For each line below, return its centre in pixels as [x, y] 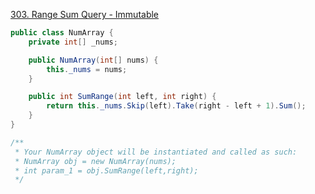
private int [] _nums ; [73, 42]
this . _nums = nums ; [87, 69]
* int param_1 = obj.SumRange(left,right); [106, 170]
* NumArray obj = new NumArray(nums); [95, 161]
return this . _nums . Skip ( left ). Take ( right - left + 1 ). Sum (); [176, 106]
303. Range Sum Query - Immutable [85, 14]
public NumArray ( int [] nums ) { [93, 60]
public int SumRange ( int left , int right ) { [122, 97]
